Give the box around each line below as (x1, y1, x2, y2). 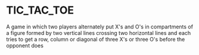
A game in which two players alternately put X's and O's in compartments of (6, 23, 194, 30)
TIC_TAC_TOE (6, 4, 74, 17)
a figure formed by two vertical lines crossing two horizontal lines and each (6, 29, 191, 36)
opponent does (6, 42, 43, 49)
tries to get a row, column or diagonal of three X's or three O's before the (6, 35, 185, 43)
